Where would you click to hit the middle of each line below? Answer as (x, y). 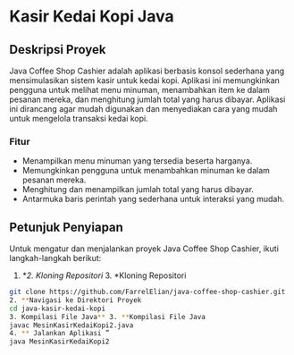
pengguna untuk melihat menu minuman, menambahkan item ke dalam (139, 90)
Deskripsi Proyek (58, 50)
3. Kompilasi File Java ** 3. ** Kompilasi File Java (107, 317)
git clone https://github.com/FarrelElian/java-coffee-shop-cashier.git (147, 292)
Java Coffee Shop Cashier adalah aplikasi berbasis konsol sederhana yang (147, 71)
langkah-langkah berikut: (55, 258)
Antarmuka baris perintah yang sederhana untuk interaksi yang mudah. (153, 199)
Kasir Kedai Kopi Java (92, 17)
